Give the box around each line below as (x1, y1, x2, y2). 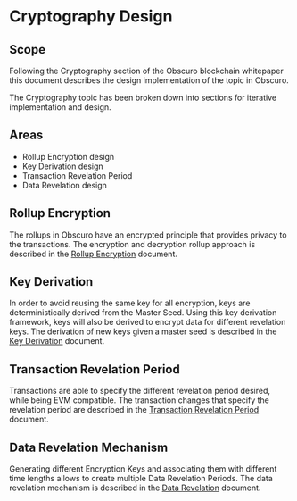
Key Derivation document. (9, 336, 105, 347)
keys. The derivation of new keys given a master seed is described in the (9, 326, 278, 337)
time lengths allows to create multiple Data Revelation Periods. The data (9, 473, 274, 484)
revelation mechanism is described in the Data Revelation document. (9, 482, 261, 493)
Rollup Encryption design (21, 151, 115, 162)
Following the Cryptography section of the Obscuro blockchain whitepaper (9, 65, 284, 76)
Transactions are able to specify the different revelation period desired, (9, 386, 270, 397)
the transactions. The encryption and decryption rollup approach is (9, 238, 256, 249)
